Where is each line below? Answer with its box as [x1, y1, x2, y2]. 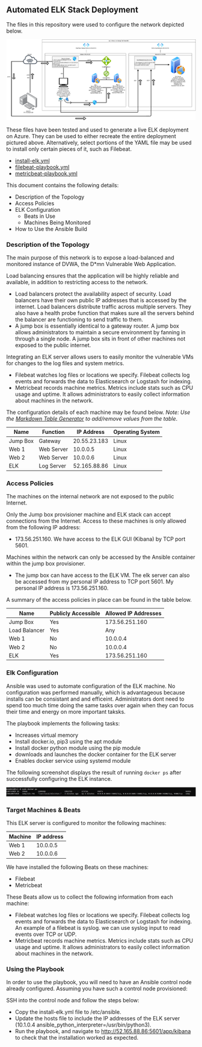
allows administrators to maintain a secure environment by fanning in [14, 328, 186, 336]
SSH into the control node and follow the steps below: [6, 996, 139, 1004]
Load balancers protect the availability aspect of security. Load [14, 290, 171, 298]
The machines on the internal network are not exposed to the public [6, 493, 174, 500]
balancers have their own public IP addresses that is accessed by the [14, 296, 187, 304]
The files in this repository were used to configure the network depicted [6, 21, 185, 28]
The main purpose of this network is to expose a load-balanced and [6, 253, 174, 261]
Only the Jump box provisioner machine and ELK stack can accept [6, 511, 171, 518]
